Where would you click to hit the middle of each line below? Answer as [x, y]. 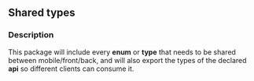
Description [31, 35]
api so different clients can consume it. [71, 69]
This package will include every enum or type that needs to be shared [122, 52]
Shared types [42, 13]
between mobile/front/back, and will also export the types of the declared [127, 60]
